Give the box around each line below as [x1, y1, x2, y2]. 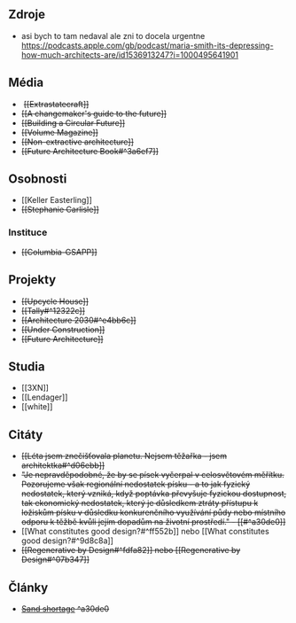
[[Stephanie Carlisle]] [20, 204, 99, 215]
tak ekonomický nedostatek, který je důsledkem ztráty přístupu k [20, 498, 259, 509]
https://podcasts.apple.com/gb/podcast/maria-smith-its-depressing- [20, 40, 274, 51]
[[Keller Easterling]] [20, 195, 92, 206]
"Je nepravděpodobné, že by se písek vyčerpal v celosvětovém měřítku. [20, 470, 284, 480]
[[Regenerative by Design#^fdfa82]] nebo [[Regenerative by [20, 545, 241, 556]
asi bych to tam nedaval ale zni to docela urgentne [20, 30, 206, 41]
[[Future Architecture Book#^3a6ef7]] [20, 145, 159, 156]
